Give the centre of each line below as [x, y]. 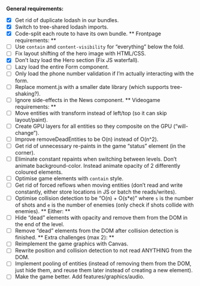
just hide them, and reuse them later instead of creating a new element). [104, 270]
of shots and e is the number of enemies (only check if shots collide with [104, 205]
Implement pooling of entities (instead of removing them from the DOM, [103, 264]
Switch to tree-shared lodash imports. [62, 27]
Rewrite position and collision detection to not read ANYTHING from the [103, 251]
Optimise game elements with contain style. [69, 178]
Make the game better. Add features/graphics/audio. [80, 276]
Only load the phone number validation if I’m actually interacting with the [104, 73]
